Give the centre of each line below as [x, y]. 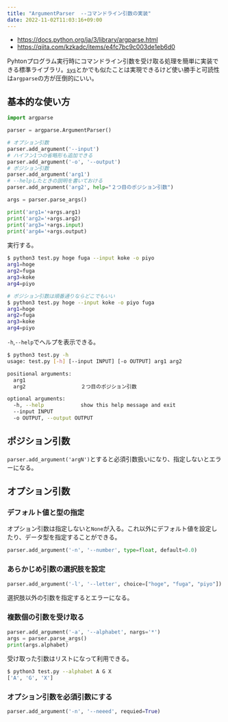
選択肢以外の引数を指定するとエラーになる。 [70, 598]
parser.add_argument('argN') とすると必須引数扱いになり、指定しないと [109, 459]
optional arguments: [37, 399]
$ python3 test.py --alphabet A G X [59, 672]
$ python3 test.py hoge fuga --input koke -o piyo [81, 258]
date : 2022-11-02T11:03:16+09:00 [55, 20]
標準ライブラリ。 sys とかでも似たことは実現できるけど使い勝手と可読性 [119, 69]
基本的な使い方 [39, 101]
